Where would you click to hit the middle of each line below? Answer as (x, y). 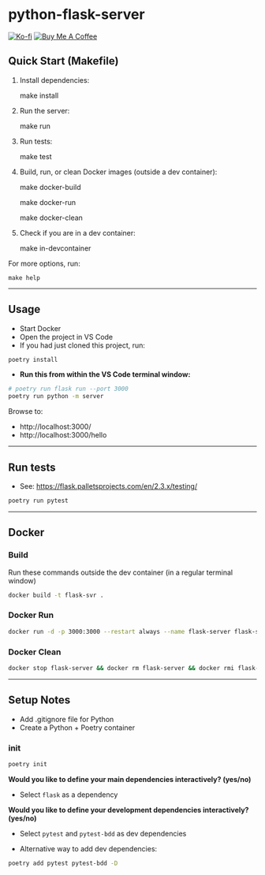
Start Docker (40, 328)
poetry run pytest (38, 501)
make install (39, 95)
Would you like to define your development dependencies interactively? (129, 810)
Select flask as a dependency (69, 795)
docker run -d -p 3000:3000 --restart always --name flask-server (119, 631)
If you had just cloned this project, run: (82, 345)
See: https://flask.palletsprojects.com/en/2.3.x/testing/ (108, 486)
